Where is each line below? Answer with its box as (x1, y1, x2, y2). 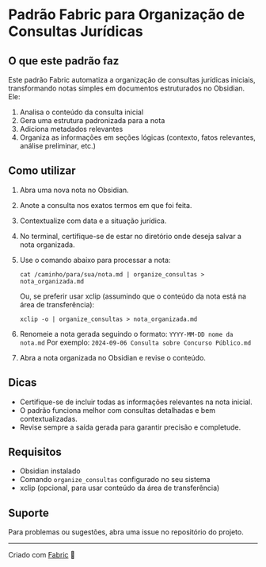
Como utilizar (8, 164, 77, 178)
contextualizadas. (19, 414, 78, 423)
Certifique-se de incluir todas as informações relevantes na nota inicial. (19, 397, 253, 407)
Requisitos (8, 445, 62, 459)
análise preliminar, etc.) (19, 141, 97, 150)
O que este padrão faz (8, 54, 120, 67)
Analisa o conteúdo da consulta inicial (19, 107, 144, 117)
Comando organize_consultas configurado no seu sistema (19, 475, 211, 484)
